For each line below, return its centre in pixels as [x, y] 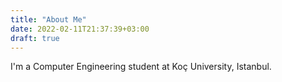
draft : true [35, 38]
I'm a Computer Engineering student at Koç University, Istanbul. [141, 67]
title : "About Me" [48, 19]
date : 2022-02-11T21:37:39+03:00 [80, 29]
